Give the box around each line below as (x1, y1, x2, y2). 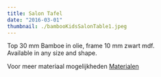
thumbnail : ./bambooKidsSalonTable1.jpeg (7, 23, 127, 30)
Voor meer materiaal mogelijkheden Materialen (7, 63, 139, 71)
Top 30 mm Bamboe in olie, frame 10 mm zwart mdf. (7, 42, 155, 50)
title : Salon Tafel (7, 10, 63, 17)
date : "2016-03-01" (7, 16, 63, 23)
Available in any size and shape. (7, 49, 97, 57)
